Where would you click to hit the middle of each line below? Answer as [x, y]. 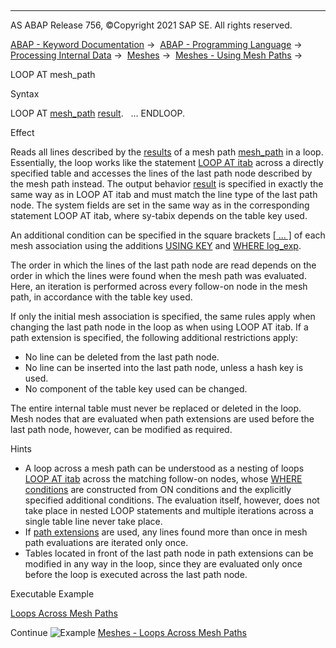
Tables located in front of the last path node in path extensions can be [169, 553]
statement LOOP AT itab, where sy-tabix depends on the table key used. [159, 215]
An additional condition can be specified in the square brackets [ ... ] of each [168, 235]
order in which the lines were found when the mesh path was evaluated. [158, 275]
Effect [22, 132]
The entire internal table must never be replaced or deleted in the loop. [156, 408]
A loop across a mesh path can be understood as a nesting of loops [164, 468]
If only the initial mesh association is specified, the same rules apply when [163, 316]
